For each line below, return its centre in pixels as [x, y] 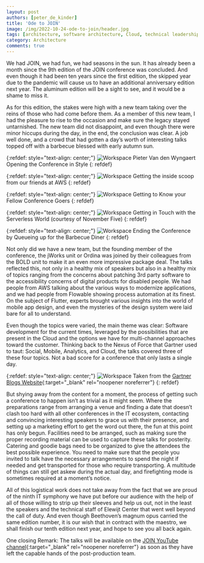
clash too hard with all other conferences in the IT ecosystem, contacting [98, 413]
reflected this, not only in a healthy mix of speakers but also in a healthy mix [101, 268]
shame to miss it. [28, 95]
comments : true [25, 46]
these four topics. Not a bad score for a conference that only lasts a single [99, 357]
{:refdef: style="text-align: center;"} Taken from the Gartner [99, 376]
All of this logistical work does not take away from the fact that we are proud [102, 489]
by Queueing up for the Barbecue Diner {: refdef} [68, 237]
